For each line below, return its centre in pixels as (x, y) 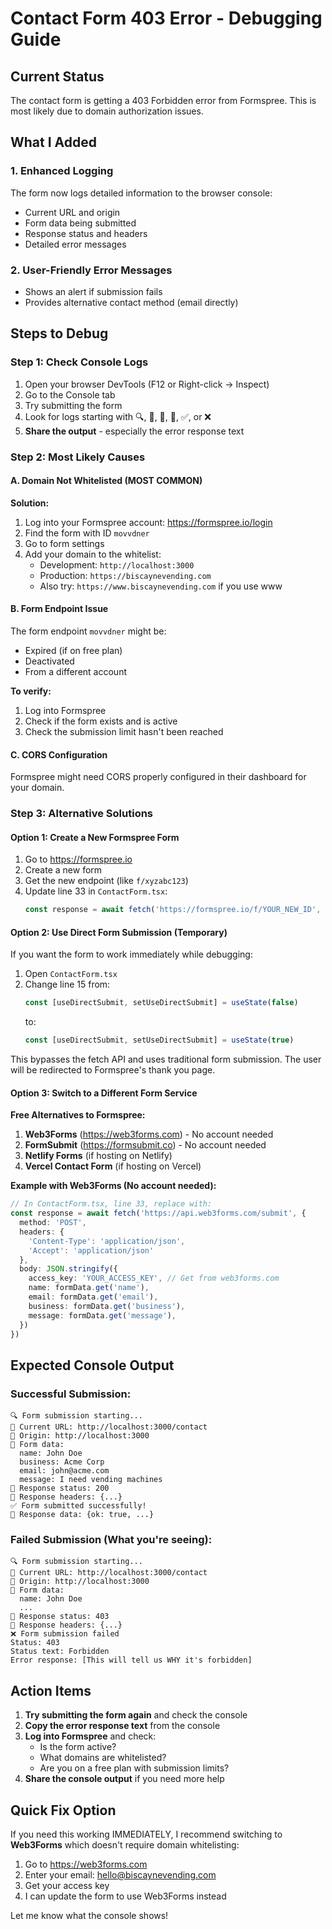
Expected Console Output (92, 1365)
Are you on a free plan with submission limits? (134, 1768)
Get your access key (67, 1886)
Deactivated (49, 661)
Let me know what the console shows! (89, 1916)
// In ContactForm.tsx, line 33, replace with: (111, 1204)
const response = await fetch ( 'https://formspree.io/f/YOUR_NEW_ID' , (173, 910)
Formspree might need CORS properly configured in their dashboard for (158, 777)
